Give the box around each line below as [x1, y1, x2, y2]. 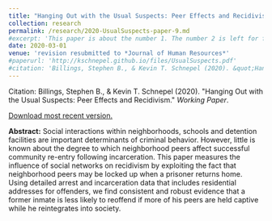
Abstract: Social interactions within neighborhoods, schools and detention [8, 126, 257, 136]
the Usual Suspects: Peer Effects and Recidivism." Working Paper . [8, 94, 229, 105]
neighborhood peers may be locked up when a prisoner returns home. [8, 169, 243, 178]
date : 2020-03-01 [8, 42, 67, 50]
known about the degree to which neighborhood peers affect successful [8, 143, 250, 153]
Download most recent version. [8, 110, 113, 120]
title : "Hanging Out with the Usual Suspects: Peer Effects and [8, 11, 230, 20]
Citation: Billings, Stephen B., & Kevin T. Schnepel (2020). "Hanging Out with [8, 86, 264, 96]
